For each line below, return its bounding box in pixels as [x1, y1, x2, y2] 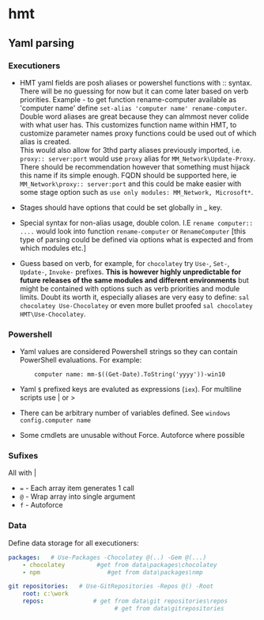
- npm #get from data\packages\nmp [22, 568, 203, 576]
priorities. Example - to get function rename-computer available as [19, 94, 237, 104]
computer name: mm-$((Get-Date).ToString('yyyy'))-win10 [34, 371, 226, 378]
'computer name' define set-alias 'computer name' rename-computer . [19, 103, 247, 112]
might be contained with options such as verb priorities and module [19, 283, 240, 293]
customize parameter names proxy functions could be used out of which [19, 128, 257, 138]
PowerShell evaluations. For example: [19, 356, 142, 365]
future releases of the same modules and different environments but [19, 275, 249, 285]
